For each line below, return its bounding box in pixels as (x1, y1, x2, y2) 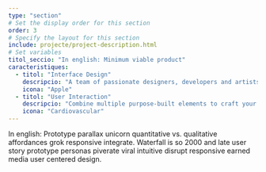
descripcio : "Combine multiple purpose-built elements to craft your (22, 100, 257, 108)
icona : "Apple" (22, 85, 73, 94)
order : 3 (8, 26, 37, 34)
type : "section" (8, 11, 62, 20)
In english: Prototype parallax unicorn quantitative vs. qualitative (8, 129, 218, 139)
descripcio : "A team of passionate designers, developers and (22, 78, 232, 86)
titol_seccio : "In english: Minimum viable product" (8, 56, 186, 64)
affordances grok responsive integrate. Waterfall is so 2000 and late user (8, 138, 247, 147)
